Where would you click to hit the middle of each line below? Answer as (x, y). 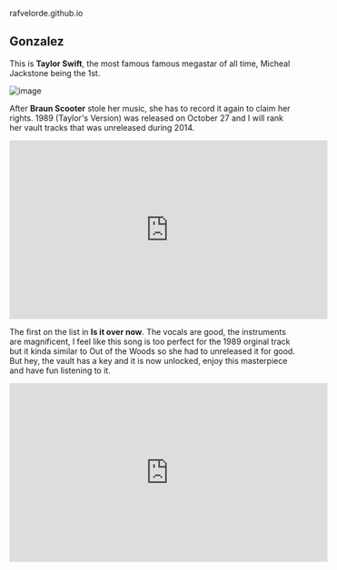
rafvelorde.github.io (46, 13)
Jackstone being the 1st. (55, 73)
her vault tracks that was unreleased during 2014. (102, 127)
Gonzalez (37, 41)
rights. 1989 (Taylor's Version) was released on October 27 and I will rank (147, 118)
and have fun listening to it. (60, 370)
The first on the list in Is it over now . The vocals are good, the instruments (148, 331)
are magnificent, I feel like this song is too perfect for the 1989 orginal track (150, 341)
